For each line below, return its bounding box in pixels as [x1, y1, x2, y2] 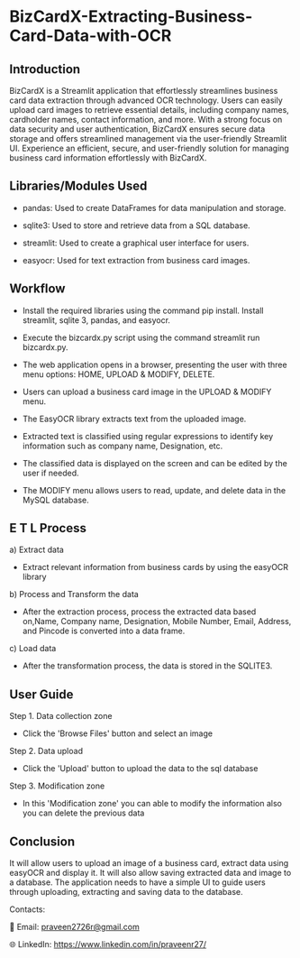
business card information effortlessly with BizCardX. [9, 152, 207, 163]
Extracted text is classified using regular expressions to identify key [22, 430, 274, 441]
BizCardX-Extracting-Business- [9, 6, 253, 27]
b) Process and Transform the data [9, 589, 140, 600]
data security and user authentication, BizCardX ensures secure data [9, 124, 266, 134]
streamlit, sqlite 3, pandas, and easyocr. [22, 314, 171, 326]
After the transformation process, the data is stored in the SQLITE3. [22, 660, 273, 671]
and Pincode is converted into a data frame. [22, 625, 186, 637]
